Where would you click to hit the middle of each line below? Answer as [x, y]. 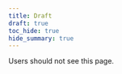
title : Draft [30, 16]
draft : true [28, 23]
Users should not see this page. [61, 61]
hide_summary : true [41, 38]
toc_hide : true [34, 31]
